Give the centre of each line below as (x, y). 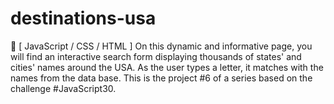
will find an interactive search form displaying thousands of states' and (156, 56)
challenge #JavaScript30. (63, 88)
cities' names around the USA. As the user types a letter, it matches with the (167, 67)
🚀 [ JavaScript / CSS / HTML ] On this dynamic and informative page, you (161, 46)
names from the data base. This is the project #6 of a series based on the (161, 78)
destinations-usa (83, 18)
